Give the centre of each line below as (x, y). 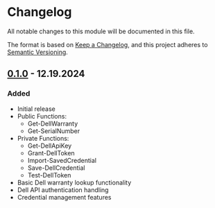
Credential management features (64, 197)
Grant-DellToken (51, 153)
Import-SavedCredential (62, 160)
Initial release (36, 109)
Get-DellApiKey (50, 146)
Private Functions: (43, 138)
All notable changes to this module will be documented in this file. (101, 31)
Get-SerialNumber (54, 131)
